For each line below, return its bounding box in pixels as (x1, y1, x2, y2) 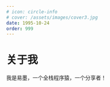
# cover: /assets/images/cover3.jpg (6, 14, 98, 20)
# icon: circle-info (6, 8, 58, 15)
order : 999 (6, 25, 34, 32)
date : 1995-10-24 (6, 20, 50, 26)
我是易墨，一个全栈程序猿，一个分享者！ (6, 74, 106, 82)
